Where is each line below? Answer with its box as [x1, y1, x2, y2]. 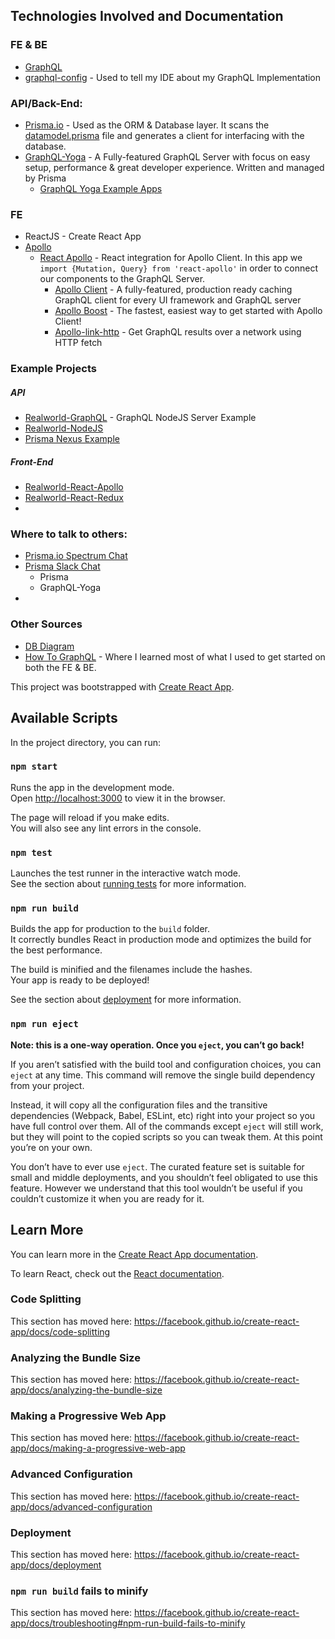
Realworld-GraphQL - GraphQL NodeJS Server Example [24, 412, 257, 424]
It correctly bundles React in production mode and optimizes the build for [10, 934, 312, 946]
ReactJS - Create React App [24, 230, 142, 243]
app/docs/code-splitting [10, 1325, 111, 1338]
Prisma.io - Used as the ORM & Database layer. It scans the [24, 119, 270, 131]
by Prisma [24, 172, 67, 184]
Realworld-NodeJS [24, 422, 104, 434]
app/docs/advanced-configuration [10, 1500, 153, 1513]
